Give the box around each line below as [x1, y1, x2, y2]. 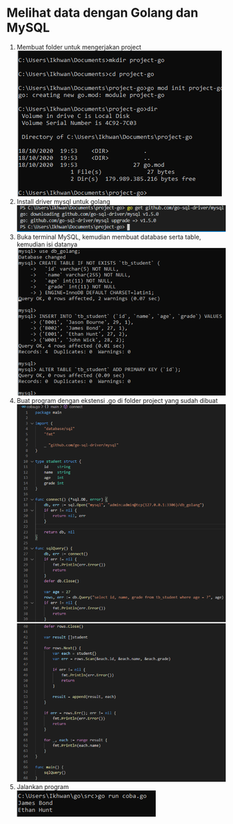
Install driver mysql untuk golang [16, 197, 111, 205]
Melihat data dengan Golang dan [6, 5, 199, 21]
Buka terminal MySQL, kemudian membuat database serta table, [16, 233, 202, 241]
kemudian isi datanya [16, 240, 78, 249]
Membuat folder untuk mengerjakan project [16, 43, 142, 51]
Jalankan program [16, 783, 69, 791]
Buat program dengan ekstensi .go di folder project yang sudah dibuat [16, 397, 218, 405]
